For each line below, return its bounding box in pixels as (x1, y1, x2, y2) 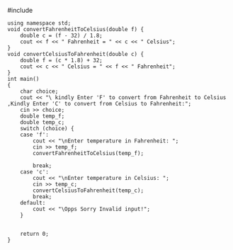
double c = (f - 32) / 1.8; (20, 32, 103, 39)
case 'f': (20, 131, 50, 138)
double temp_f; (20, 113, 65, 120)
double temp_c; (20, 119, 65, 126)
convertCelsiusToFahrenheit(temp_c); (33, 187, 144, 194)
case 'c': (20, 169, 50, 176)
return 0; (20, 230, 50, 237)
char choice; (20, 88, 59, 95)
